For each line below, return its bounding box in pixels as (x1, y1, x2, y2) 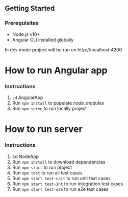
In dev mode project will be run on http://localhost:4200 (5, 46, 122, 53)
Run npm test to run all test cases (12, 169, 83, 176)
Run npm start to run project (12, 164, 72, 170)
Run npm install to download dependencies (12, 159, 106, 165)
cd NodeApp (12, 153, 39, 160)
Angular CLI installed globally (12, 36, 74, 43)
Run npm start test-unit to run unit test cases (12, 175, 111, 181)
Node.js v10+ (12, 31, 40, 37)
